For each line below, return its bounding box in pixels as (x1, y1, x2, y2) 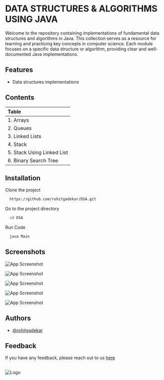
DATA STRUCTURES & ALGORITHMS (5, 3, 158, 14)
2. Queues (7, 125, 32, 131)
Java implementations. (32, 51, 78, 57)
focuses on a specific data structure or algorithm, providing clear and (5, 46, 147, 52)
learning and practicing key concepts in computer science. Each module (5, 40, 153, 46)
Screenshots (5, 248, 46, 256)
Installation (5, 174, 41, 182)
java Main (9, 234, 30, 239)
